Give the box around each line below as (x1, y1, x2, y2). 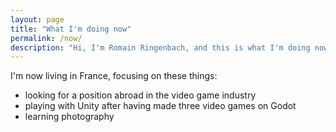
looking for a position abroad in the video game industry (24, 89, 257, 101)
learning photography (24, 111, 115, 123)
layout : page (10, 14, 65, 25)
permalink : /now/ (10, 33, 83, 43)
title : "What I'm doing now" (10, 24, 132, 34)
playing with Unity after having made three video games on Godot (24, 100, 297, 112)
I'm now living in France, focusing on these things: (10, 70, 218, 82)
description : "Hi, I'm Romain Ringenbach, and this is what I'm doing (10, 42, 311, 53)
